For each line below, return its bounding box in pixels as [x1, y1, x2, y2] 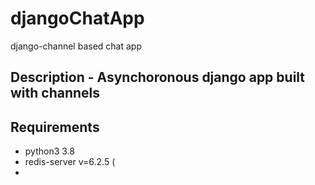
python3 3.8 [24, 145, 75, 157]
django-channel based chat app [10, 40, 142, 52]
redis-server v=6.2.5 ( [24, 156, 116, 168]
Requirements [10, 118, 100, 136]
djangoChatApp [10, 7, 145, 30]
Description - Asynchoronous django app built [10, 69, 306, 86]
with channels [10, 85, 101, 102]
